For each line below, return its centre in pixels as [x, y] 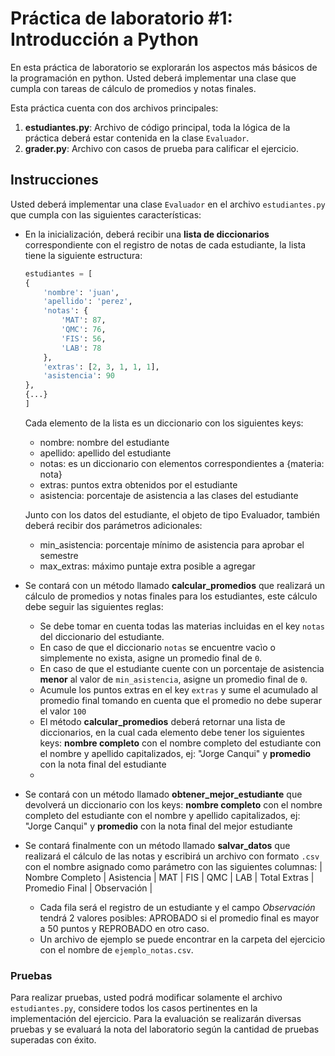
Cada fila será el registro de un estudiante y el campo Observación [177, 907]
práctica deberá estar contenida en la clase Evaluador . [137, 138]
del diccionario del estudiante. [102, 636]
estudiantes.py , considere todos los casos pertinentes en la [134, 1008]
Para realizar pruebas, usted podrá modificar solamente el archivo [146, 998]
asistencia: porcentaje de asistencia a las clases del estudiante [169, 495]
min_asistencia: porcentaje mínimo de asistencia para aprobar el [172, 544]
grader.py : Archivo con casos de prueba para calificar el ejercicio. [162, 148]
